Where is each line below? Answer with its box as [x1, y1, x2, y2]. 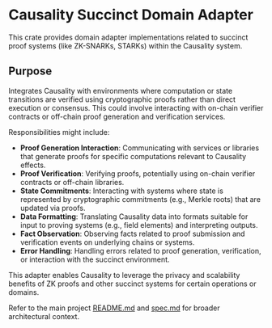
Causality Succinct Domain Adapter [8, 6, 253, 24]
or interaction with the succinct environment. [19, 254, 170, 264]
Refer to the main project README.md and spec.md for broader [8, 303, 220, 313]
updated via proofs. [19, 203, 86, 212]
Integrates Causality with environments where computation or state [8, 86, 233, 95]
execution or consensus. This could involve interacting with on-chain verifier [8, 103, 264, 112]
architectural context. [8, 311, 79, 321]
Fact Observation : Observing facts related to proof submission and [19, 229, 245, 238]
